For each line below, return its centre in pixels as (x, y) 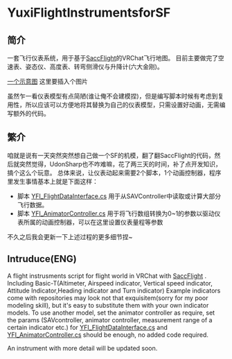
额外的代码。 (31, 113)
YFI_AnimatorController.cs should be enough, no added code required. (108, 335)
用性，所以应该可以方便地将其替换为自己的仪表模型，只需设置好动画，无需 (113, 105)
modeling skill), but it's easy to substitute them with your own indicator (108, 305)
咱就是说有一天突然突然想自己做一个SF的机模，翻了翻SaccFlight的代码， (111, 155)
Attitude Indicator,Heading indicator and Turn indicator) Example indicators (114, 290)
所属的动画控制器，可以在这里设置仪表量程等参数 (93, 222)
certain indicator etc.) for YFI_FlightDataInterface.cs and (88, 327)
